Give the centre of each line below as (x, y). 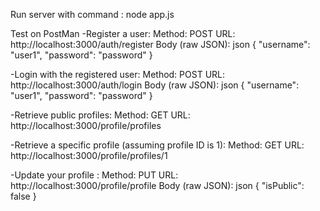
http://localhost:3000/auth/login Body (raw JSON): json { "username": (155, 85)
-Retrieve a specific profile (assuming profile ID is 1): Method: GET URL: (157, 145)
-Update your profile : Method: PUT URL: (94, 175)
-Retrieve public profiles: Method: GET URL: (100, 115)
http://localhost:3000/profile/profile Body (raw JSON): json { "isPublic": (157, 185)
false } (23, 196)
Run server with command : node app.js (92, 14)
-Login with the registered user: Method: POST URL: (118, 74)
